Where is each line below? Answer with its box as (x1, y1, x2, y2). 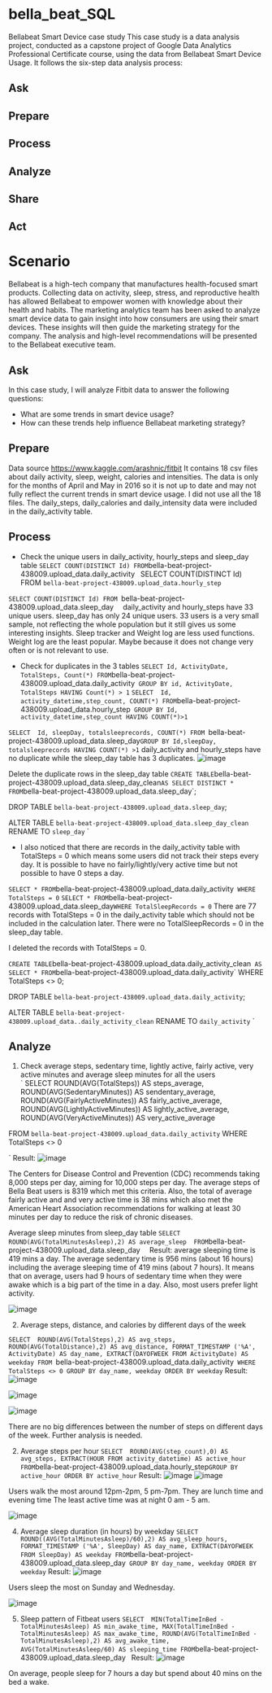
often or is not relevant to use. (8, 645, 109, 655)
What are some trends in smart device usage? (19, 409, 175, 419)
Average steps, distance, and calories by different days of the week (19, 1320, 246, 1330)
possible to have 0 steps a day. (19, 868, 124, 877)
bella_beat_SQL (8, 5, 116, 24)
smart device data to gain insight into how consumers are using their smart (8, 314, 259, 324)
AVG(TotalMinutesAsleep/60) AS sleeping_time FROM (19, 1646, 196, 1654)
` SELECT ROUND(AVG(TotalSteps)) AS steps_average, (19, 1078, 205, 1088)
